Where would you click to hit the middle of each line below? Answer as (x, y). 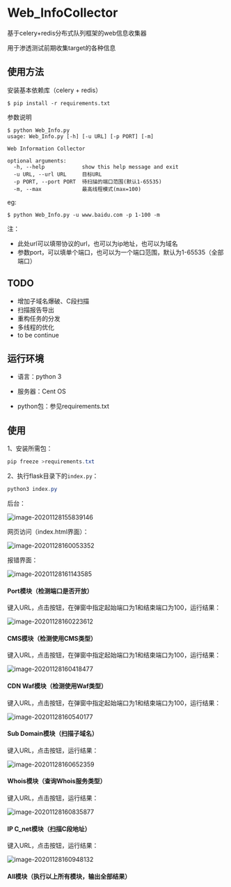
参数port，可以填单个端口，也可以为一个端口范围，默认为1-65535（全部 (120, 252)
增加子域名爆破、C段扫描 (53, 301)
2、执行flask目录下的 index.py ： (53, 476)
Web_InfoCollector (63, 13)
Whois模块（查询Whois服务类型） (57, 781)
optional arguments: (37, 161)
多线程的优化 (35, 327)
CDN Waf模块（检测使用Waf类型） (57, 685)
